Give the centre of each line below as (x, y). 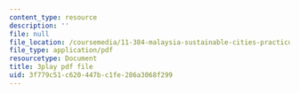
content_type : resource (53, 17)
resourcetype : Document (53, 58)
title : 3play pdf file (51, 67)
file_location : (37, 42)
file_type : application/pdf (61, 50)
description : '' (39, 26)
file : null (29, 34)
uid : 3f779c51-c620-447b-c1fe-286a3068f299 (91, 75)
